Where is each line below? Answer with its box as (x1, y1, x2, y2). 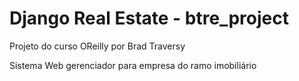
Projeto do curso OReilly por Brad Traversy (9, 40, 186, 52)
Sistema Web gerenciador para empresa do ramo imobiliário (9, 59, 257, 71)
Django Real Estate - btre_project (9, 7, 289, 30)
